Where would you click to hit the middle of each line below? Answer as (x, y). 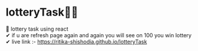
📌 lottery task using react (37, 29)
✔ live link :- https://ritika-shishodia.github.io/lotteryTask (76, 41)
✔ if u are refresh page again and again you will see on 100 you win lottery (99, 35)
